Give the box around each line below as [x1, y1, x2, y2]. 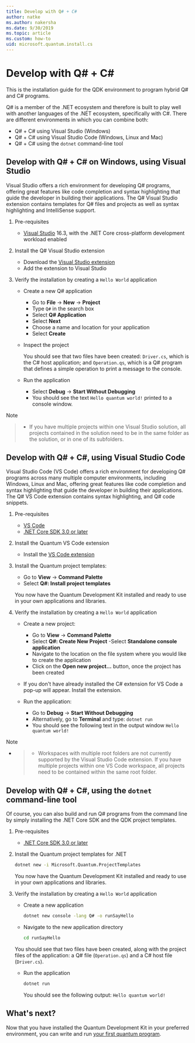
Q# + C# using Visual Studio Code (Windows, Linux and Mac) [14, 133, 163, 141]
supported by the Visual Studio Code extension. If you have [37, 756, 182, 763]
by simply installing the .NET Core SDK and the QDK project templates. [6, 816, 177, 823]
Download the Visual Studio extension [23, 258, 115, 265]
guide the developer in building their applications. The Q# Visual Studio [6, 194, 178, 201]
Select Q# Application [32, 311, 87, 318]
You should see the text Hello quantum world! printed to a [32, 394, 172, 401]
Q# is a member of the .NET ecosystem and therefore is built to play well [6, 103, 182, 110]
